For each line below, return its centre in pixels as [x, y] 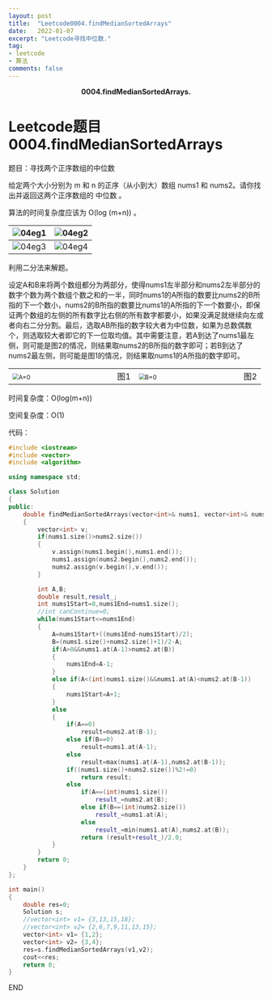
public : [21, 506]
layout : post [30, 16]
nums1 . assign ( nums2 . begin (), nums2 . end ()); [124, 560]
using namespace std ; [45, 477]
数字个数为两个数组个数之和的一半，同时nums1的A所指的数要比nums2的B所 [134, 294]
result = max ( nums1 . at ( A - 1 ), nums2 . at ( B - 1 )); [153, 762]
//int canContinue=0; [74, 612]
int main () [27, 889]
